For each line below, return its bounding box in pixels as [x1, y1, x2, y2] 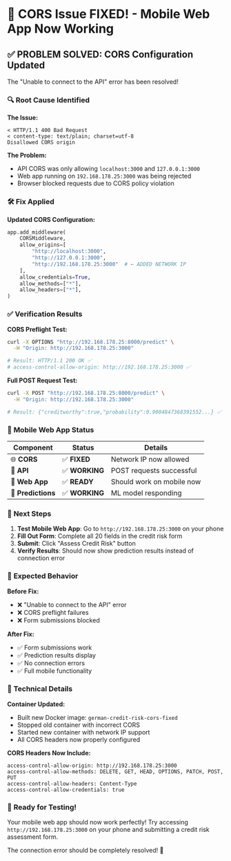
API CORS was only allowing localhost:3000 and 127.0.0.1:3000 [17, 165, 201, 173]
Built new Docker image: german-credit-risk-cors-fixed [17, 713, 178, 721]
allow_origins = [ [19, 241, 67, 248]
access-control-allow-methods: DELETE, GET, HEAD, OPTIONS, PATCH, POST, [7, 768, 224, 775]
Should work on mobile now [110, 476, 201, 486]
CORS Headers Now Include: [7, 748, 91, 757]
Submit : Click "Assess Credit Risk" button [17, 539, 136, 548]
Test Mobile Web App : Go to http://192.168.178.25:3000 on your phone [17, 525, 224, 533]
